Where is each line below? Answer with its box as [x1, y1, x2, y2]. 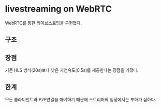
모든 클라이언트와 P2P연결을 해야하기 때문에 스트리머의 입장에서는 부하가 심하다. [5, 96, 156, 102]
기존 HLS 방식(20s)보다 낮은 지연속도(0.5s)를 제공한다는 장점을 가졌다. [5, 67, 139, 73]
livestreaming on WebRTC [5, 3, 112, 15]
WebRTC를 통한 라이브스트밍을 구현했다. [5, 20, 82, 26]
